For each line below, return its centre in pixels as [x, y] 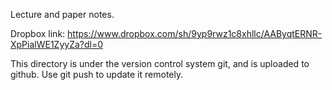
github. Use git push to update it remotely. [97, 74]
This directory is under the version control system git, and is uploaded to [160, 63]
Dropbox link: [38, 33]
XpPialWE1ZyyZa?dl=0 [57, 44]
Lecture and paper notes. [62, 14]
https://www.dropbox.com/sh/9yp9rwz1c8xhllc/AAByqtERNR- [195, 33]
